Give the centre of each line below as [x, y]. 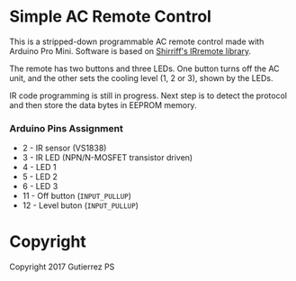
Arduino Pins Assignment [66, 128]
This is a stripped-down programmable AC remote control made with [137, 41]
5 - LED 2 [40, 177]
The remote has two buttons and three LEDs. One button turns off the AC [145, 68]
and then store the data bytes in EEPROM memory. [103, 104]
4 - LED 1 [39, 168]
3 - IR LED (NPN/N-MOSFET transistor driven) [108, 158]
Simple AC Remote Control [110, 17]
